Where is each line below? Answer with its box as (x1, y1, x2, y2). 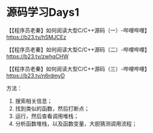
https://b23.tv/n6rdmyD (6, 72, 65, 79)
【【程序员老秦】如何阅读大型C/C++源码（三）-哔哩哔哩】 (6, 65, 150, 73)
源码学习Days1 (6, 5, 80, 19)
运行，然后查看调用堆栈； (15, 112, 79, 120)
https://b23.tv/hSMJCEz (6, 33, 67, 41)
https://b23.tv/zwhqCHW (6, 53, 69, 60)
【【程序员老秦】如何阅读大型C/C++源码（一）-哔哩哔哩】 (6, 27, 150, 34)
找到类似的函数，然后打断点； (15, 105, 90, 112)
